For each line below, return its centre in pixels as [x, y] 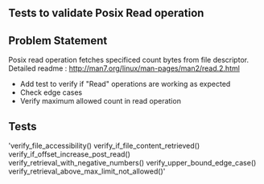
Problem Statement [58, 41]
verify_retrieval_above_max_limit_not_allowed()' [87, 171]
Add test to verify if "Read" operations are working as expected [125, 84]
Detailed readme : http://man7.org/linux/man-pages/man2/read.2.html [124, 68]
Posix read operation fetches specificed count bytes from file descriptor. [129, 60]
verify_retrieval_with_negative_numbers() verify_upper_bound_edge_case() [132, 163]
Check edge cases [51, 92]
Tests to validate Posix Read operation [106, 13]
